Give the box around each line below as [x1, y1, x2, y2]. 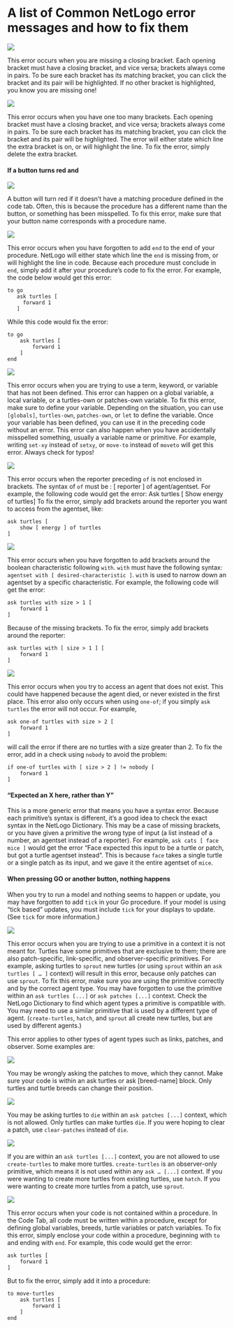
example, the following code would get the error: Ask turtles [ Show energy [7, 490, 224, 498]
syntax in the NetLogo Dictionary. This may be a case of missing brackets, [7, 821, 221, 830]
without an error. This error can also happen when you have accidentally [7, 426, 216, 434]
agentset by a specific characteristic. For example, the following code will [7, 578, 219, 586]
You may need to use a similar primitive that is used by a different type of [7, 1006, 218, 1015]
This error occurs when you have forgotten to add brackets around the [7, 556, 211, 565]
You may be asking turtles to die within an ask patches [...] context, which [7, 1111, 227, 1119]
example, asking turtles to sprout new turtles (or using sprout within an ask [7, 961, 222, 970]
